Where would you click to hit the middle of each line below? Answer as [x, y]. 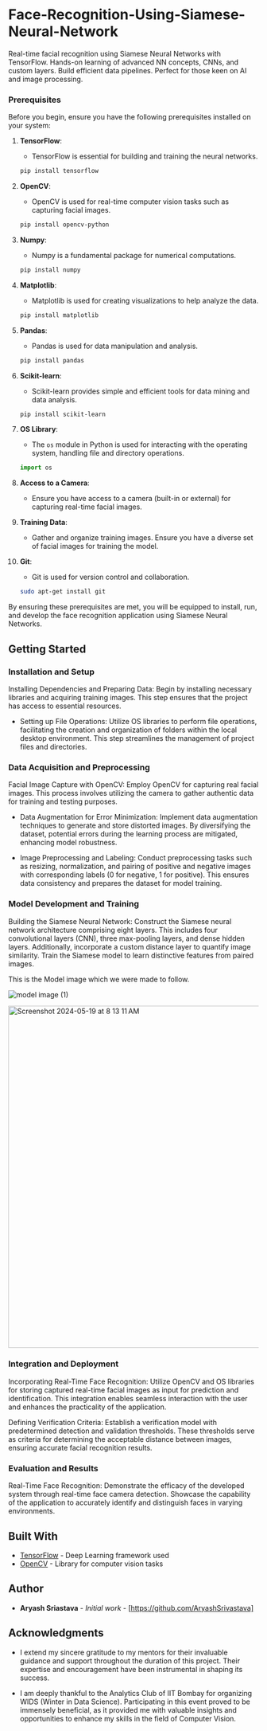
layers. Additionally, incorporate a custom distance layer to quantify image [130, 946]
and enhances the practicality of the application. [87, 1407]
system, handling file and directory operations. [108, 453]
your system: [30, 126]
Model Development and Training [74, 904]
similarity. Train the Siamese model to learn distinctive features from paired [131, 955]
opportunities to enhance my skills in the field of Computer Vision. [128, 1718]
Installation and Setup [52, 672]
